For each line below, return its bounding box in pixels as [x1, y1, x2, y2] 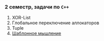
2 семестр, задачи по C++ [4, 3, 69, 10]
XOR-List [11, 15, 31, 21]
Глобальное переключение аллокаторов [11, 20, 99, 26]
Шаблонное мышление [11, 31, 61, 37]
